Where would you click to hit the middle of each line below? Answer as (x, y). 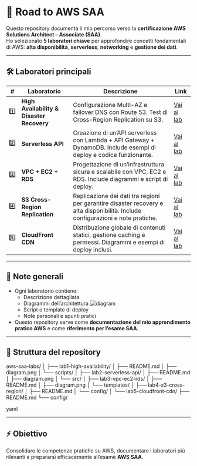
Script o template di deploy (56, 309)
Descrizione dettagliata (51, 297)
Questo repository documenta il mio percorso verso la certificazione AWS (96, 28)
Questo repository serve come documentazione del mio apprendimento (102, 322)
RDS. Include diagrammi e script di (120, 179)
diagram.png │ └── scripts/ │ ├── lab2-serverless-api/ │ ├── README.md (98, 373)
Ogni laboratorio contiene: (46, 291)
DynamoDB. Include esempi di (115, 147)
